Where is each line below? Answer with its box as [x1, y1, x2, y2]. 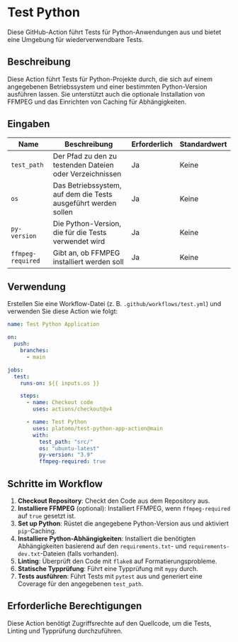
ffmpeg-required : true [38, 458, 106, 465]
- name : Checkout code [25, 399, 93, 406]
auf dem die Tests [52, 189, 113, 199]
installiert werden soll [52, 256, 124, 266]
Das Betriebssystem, [52, 180, 122, 190]
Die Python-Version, [52, 218, 122, 228]
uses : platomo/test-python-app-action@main [33, 425, 163, 432]
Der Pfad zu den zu [52, 151, 117, 160]
